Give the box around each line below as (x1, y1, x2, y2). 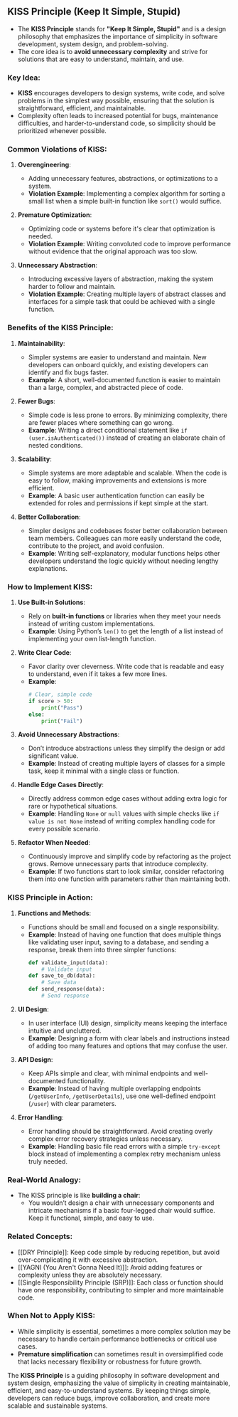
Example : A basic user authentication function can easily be (28, 491, 205, 500)
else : (28, 711, 45, 718)
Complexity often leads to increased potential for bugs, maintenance (17, 112, 219, 120)
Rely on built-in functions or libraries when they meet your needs (28, 612, 222, 620)
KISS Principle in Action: (7, 892, 94, 902)
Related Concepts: (7, 1231, 73, 1241)
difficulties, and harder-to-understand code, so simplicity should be (17, 119, 216, 127)
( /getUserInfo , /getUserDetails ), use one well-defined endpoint (28, 1092, 216, 1100)
